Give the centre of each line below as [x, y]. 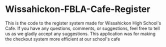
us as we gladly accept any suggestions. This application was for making [80, 33]
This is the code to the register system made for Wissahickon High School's [83, 23]
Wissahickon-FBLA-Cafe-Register [78, 9]
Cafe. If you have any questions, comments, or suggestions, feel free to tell [82, 28]
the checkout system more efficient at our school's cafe [63, 39]
